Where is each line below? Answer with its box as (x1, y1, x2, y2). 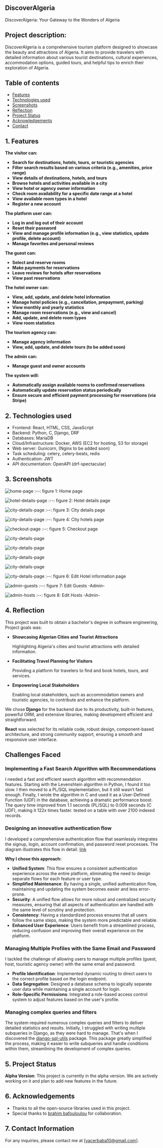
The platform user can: (5, 210, 53, 216)
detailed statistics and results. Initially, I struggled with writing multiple (5, 1025, 145, 1031)
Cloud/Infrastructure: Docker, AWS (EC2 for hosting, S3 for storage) (12, 440, 148, 446)
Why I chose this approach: (5, 856, 62, 861)
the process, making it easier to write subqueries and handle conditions (5, 1041, 148, 1046)
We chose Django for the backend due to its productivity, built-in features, (5, 706, 154, 712)
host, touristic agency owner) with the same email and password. (5, 961, 136, 967)
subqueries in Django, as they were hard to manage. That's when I (5, 1030, 138, 1036)
